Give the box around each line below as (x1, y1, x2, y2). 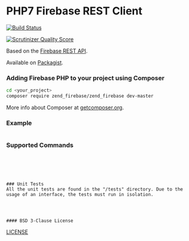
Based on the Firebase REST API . (6, 47, 88, 55)
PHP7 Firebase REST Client (6, 4, 142, 18)
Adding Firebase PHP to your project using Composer (6, 74, 164, 82)
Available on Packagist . (6, 59, 64, 66)
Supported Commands (6, 141, 74, 149)
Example (6, 119, 32, 127)
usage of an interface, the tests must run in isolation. (6, 191, 154, 197)
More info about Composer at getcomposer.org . (6, 104, 124, 111)
